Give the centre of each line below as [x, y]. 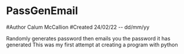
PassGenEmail [42, 11]
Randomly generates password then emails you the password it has [88, 38]
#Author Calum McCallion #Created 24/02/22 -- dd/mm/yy [78, 27]
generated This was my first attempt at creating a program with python [92, 45]
